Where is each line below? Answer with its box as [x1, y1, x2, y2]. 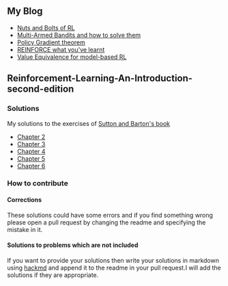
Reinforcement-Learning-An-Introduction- [7, 73, 193, 84]
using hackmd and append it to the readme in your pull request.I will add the [7, 263, 221, 272]
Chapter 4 [16, 147, 46, 155]
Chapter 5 [16, 154, 46, 163]
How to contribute [7, 179, 68, 188]
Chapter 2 [16, 133, 46, 141]
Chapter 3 [16, 140, 46, 148]
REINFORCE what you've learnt [16, 45, 105, 53]
